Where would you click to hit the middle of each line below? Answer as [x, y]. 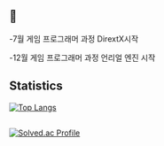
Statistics [36, 86]
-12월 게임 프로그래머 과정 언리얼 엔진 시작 [82, 58]
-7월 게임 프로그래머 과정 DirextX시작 [74, 38]
